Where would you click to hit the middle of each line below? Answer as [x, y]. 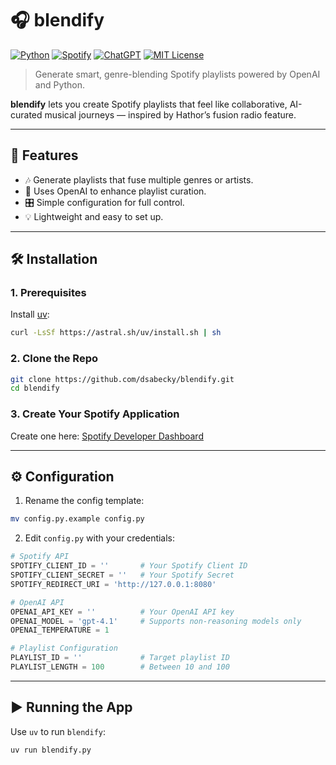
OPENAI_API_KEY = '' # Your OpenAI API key [122, 612]
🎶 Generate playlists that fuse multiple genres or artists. [139, 179]
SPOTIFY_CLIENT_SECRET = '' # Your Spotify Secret [122, 575]
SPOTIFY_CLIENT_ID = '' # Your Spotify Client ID [129, 566]
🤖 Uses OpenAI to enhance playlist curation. [115, 191]
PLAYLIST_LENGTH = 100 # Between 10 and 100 [120, 667]
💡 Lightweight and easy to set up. [94, 216]
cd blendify [35, 388]
